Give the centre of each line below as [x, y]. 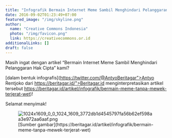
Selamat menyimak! [26, 104]
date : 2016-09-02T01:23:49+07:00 [41, 15]
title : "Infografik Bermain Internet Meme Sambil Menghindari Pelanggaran [87, 10]
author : [14, 24]
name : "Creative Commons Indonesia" [49, 29]
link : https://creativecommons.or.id [50, 39]
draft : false [19, 48]
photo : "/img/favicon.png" [39, 34]
